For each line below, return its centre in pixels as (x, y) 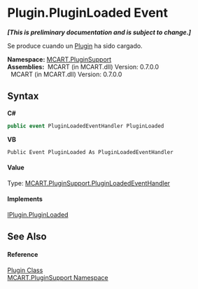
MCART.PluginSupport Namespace (58, 277)
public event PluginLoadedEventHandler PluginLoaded (86, 126)
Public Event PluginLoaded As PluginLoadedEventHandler (90, 152)
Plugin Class (25, 270)
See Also (27, 237)
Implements (25, 199)
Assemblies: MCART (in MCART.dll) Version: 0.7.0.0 (83, 66)
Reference (23, 255)
